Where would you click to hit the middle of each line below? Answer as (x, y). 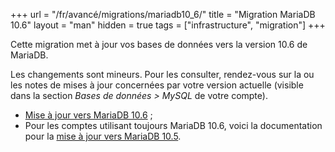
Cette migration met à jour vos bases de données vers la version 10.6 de (159, 44)
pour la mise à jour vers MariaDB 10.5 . (103, 136)
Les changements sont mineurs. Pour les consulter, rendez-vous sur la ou (162, 74)
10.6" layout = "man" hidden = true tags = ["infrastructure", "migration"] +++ (168, 25)
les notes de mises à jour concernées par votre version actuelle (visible (157, 85)
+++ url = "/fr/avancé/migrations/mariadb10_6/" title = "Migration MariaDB (163, 14)
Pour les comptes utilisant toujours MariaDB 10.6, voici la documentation (173, 125)
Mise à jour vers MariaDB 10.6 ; (88, 115)
